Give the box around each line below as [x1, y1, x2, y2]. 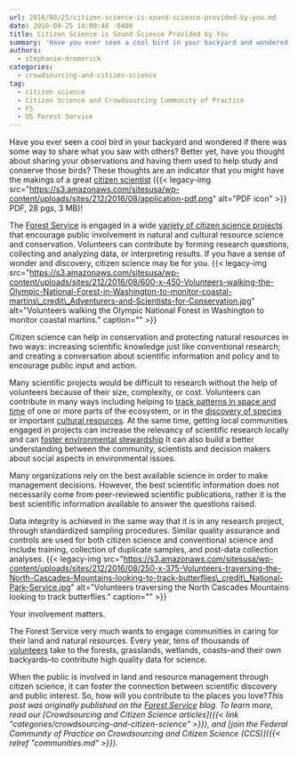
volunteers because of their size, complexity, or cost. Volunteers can [9, 387, 261, 398]
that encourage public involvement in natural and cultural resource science [9, 230, 284, 240]
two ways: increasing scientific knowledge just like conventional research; [9, 342, 281, 352]
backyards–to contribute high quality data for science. [9, 655, 207, 665]
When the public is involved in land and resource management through [9, 672, 269, 682]
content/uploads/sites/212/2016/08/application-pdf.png [9, 193, 213, 205]
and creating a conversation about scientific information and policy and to [9, 350, 280, 361]
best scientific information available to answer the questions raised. [9, 499, 257, 510]
